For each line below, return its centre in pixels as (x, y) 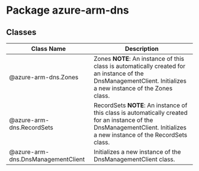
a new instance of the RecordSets (141, 135)
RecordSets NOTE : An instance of (141, 105)
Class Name (49, 49)
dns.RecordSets (31, 128)
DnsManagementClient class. (134, 159)
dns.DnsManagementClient (47, 159)
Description (142, 49)
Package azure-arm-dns (68, 10)
